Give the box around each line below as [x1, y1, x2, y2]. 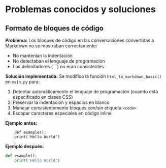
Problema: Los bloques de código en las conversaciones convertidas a [5, 37, 154, 43]
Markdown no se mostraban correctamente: [5, 43, 97, 49]
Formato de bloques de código [5, 24, 104, 33]
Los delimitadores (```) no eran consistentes [12, 64, 104, 69]
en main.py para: [5, 79, 40, 85]
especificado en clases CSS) [12, 94, 73, 100]
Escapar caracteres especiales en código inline [12, 110, 112, 116]
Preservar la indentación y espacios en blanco [12, 99, 110, 105]
